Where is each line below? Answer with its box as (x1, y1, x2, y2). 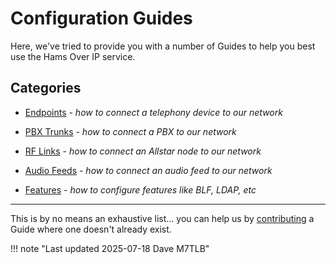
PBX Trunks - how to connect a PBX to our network (24, 125, 237, 137)
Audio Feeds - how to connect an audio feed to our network (24, 164, 273, 176)
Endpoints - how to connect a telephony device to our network (24, 106, 283, 118)
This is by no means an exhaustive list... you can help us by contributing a (10, 212, 315, 224)
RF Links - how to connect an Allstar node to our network (24, 145, 262, 157)
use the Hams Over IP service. (10, 50, 136, 62)
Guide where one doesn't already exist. (10, 223, 172, 235)
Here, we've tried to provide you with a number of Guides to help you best (10, 40, 316, 52)
